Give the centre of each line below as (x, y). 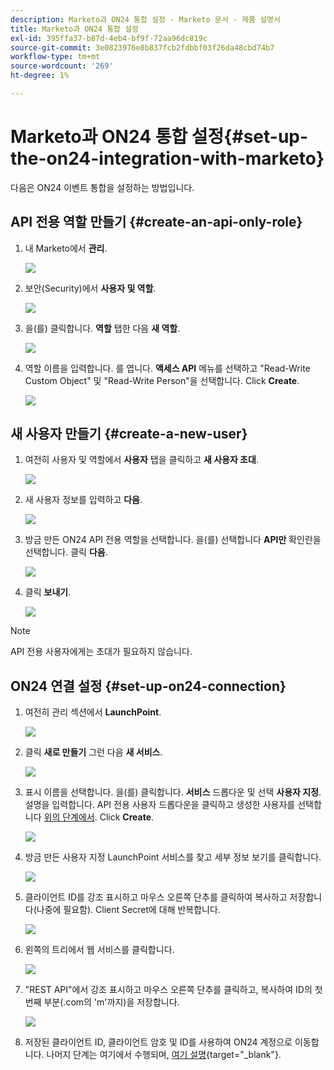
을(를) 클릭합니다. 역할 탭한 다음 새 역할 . (102, 328)
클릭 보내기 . (48, 592)
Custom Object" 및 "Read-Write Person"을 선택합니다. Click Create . (162, 380)
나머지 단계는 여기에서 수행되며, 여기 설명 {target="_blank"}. (164, 1055)
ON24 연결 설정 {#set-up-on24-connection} (148, 686)
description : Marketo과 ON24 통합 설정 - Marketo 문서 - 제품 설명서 (145, 19)
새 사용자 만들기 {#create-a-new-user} (129, 434)
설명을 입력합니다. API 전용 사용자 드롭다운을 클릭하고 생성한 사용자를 (160, 805)
